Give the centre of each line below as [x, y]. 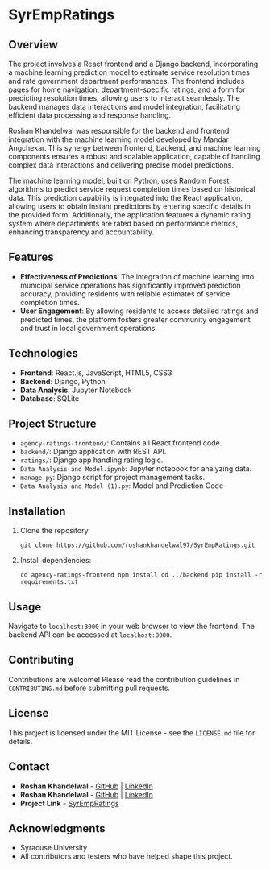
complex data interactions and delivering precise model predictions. [121, 165]
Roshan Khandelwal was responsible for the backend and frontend [119, 131]
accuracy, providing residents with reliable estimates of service [125, 294]
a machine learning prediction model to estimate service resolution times [129, 72]
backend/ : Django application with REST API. [93, 452]
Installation [37, 511]
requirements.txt [49, 582]
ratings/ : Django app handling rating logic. [91, 460]
